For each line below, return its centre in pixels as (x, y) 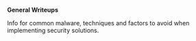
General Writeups (33, 10)
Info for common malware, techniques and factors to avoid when (98, 23)
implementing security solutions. (53, 30)
